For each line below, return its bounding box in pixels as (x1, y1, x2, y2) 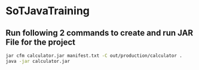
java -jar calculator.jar (5, 58, 70, 64)
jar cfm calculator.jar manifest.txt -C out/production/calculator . (5, 53, 183, 59)
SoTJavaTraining (5, 4, 90, 18)
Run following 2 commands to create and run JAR (5, 28, 194, 38)
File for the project (5, 37, 76, 47)
